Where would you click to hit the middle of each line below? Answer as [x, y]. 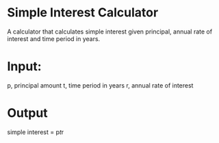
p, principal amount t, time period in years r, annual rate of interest [100, 85]
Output [27, 113]
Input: [24, 67]
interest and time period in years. [54, 38]
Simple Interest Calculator [83, 13]
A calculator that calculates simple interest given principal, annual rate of [110, 31]
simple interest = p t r [36, 132]
